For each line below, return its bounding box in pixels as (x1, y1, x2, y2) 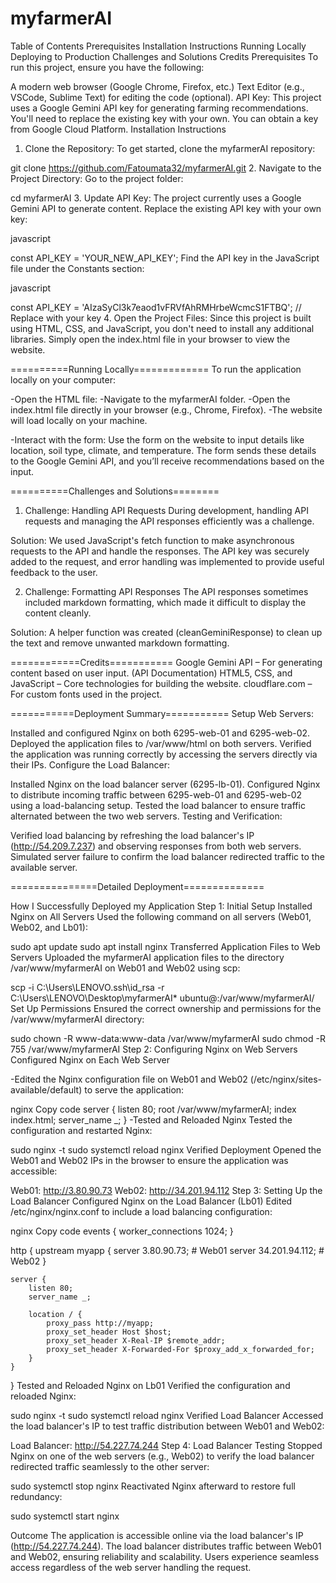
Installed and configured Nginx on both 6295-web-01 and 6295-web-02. (10, 727, 311, 739)
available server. (10, 861, 78, 873)
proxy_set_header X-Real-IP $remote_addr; (46, 1335, 226, 1346)
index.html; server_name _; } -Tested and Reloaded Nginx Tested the (10, 1113, 293, 1126)
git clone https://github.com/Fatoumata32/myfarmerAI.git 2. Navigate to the (10, 162, 322, 174)
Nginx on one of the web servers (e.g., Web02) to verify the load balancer (10, 1450, 315, 1462)
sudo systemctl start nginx (10, 1510, 120, 1522)
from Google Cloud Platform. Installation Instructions (10, 123, 227, 135)
